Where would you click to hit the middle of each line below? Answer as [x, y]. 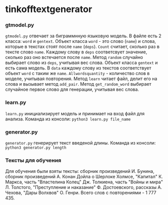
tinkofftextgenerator [49, 9]
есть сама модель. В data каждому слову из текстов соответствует [78, 68]
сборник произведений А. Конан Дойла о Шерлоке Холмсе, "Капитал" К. [84, 177]
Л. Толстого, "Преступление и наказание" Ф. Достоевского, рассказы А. [84, 187]
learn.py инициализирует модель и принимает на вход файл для [75, 113]
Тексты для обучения [33, 160]
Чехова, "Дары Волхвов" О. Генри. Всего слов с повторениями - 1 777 [81, 193]
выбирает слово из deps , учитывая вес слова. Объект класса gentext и [81, 63]
